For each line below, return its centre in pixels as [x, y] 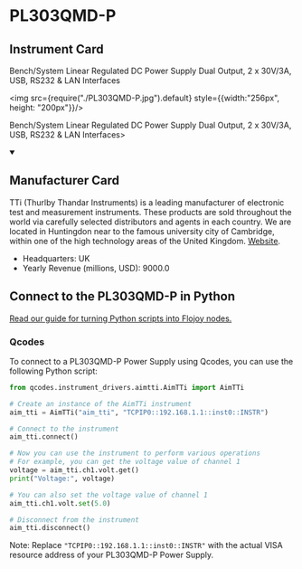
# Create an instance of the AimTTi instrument [101, 403]
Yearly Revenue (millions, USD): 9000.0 [96, 268]
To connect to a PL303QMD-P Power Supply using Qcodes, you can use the [151, 361]
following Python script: [53, 371]
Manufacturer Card [65, 180]
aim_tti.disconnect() [50, 528]
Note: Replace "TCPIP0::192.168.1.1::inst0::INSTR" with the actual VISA [146, 545]
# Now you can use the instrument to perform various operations [135, 453]
